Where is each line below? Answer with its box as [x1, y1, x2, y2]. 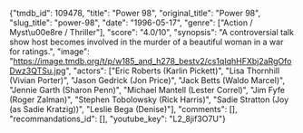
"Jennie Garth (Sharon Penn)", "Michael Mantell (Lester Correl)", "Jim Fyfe [9, 85, 286, 95]
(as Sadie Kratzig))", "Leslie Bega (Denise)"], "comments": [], [9, 104, 238, 114]
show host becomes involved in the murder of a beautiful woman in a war [9, 36, 284, 47]
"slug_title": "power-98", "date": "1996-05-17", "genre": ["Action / [9, 17, 253, 28]
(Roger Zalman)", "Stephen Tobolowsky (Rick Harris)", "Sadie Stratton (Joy [9, 94, 289, 105]
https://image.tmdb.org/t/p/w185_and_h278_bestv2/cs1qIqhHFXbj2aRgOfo [13, 56, 292, 66]
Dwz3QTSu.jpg [9, 65, 66, 76]
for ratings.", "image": [9, 46, 91, 57]
